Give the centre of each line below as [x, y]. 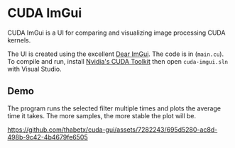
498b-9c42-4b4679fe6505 [48, 137]
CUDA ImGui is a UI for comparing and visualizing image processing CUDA [116, 33]
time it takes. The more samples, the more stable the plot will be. [102, 115]
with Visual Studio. [34, 69]
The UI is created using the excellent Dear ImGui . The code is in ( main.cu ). [116, 54]
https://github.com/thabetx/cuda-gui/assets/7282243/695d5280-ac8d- [113, 130]
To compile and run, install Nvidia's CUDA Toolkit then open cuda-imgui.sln [118, 61]
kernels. [19, 40]
